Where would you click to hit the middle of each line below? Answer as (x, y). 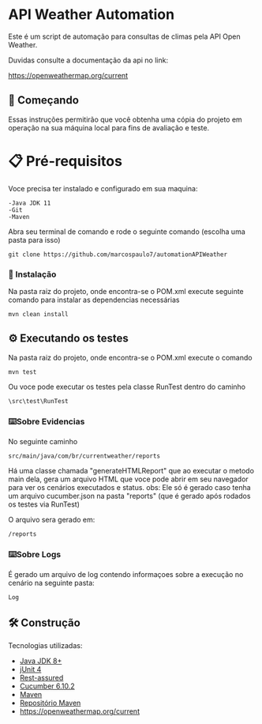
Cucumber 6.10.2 (47, 686)
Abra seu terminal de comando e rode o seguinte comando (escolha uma (127, 232)
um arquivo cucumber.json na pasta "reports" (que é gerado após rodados (129, 496)
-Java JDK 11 (30, 203)
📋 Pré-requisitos (65, 161)
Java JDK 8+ (41, 661)
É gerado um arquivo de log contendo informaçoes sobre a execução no (126, 575)
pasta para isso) (34, 239)
